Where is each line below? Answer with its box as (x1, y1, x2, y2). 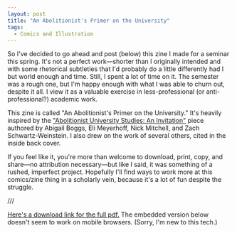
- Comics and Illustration (14, 30, 94, 38)
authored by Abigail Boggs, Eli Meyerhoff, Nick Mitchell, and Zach (7, 124, 200, 132)
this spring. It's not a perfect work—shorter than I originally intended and (7, 58, 221, 66)
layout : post (7, 10, 46, 18)
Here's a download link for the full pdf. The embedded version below (7, 210, 209, 219)
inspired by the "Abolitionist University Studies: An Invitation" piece (7, 116, 204, 125)
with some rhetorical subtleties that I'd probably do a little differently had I (7, 65, 224, 73)
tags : (7, 23, 23, 31)
